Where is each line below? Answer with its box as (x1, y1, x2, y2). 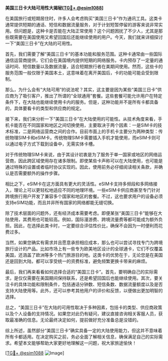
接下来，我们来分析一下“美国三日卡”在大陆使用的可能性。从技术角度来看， (5, 116, 158, 122)
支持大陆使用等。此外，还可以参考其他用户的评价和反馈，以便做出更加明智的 (5, 288, 163, 294)
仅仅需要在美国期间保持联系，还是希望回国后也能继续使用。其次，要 (18, 275, 158, 281)
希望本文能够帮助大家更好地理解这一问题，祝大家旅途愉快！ (13, 340, 136, 346)
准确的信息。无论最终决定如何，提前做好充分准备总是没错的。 (13, 317, 141, 323)
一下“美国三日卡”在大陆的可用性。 (5, 40, 75, 46)
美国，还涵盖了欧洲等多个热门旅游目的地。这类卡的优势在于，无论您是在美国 (5, 252, 163, 258)
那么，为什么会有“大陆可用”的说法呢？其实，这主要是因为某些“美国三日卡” (5, 87, 157, 92)
